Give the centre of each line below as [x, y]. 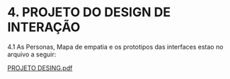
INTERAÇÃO [44, 27]
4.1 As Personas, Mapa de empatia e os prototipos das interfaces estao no [115, 47]
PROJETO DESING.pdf [40, 68]
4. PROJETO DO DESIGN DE [89, 12]
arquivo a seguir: [32, 54]
